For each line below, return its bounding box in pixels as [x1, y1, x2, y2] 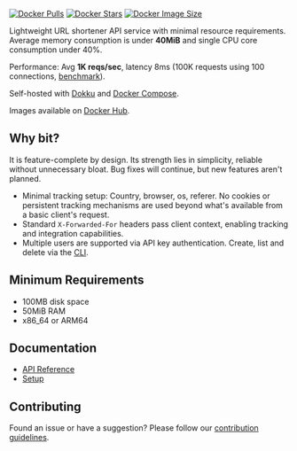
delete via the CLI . [21, 246, 89, 257]
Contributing [9, 399, 82, 414]
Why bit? [9, 131, 60, 146]
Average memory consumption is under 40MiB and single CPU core [9, 35, 258, 45]
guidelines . [9, 432, 50, 443]
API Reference [21, 364, 75, 375]
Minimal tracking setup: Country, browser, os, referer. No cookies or [21, 191, 270, 201]
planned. [9, 173, 42, 183]
